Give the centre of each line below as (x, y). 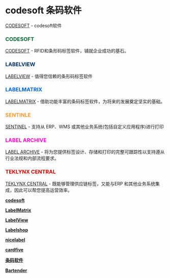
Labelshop (17, 230)
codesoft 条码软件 (44, 10)
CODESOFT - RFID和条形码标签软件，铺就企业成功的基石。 (67, 51)
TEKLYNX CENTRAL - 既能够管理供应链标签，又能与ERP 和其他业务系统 (80, 184)
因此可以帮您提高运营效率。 (43, 190)
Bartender (16, 270)
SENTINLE (18, 115)
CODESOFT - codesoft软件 (34, 26)
